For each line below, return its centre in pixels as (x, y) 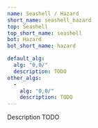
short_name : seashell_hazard (49, 20)
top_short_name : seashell (44, 33)
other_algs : (24, 78)
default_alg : (26, 59)
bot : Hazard (24, 40)
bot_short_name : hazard (42, 46)
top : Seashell (28, 26)
